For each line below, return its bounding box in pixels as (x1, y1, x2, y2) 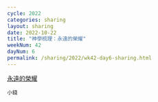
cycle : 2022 (7, 10, 41, 17)
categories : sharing (7, 16, 67, 23)
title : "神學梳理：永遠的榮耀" (7, 36, 87, 42)
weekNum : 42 (7, 42, 41, 49)
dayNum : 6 (7, 49, 36, 55)
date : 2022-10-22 (7, 29, 57, 36)
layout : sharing (7, 23, 54, 29)
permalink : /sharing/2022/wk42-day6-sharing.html (7, 55, 153, 62)
